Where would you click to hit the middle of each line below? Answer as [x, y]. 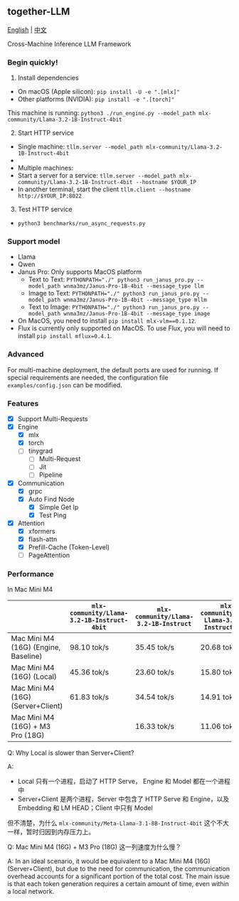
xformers [42, 531]
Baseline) [27, 657]
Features [23, 403]
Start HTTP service [46, 133]
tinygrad [41, 451]
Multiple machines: [45, 168]
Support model [34, 242]
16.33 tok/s [154, 726]
